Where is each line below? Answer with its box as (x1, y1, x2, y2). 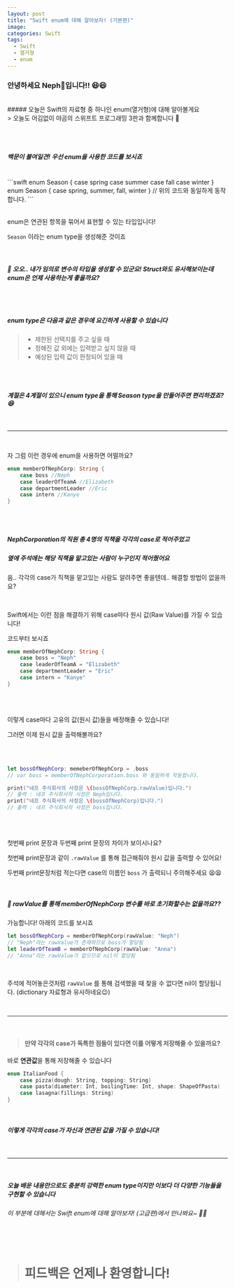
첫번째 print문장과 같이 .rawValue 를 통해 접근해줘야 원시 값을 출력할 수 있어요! (7, 854, 222, 862)
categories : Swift (7, 29, 61, 37)
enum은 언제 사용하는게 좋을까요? (7, 273, 100, 281)
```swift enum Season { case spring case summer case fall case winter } (7, 178, 215, 187)
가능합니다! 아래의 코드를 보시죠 (7, 918, 94, 927)
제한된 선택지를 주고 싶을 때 (34, 335, 110, 343)
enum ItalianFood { (7, 1070, 64, 1077)
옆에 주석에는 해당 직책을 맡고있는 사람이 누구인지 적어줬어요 (7, 554, 170, 562)
